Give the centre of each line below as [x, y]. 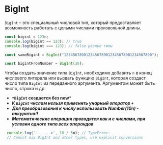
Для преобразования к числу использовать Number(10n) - [75, 108]
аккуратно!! [25, 114]
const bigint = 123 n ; [27, 37]
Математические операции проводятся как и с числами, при [79, 119]
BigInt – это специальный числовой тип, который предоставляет [73, 23]
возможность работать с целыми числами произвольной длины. [73, 27]
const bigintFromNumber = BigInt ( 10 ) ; [44, 64]
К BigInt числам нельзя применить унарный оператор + [72, 103]
